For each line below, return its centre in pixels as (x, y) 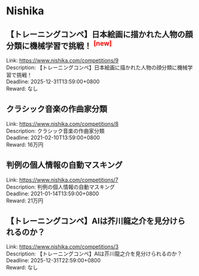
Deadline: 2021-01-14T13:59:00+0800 (53, 193)
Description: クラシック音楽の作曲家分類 (55, 131)
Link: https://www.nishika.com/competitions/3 (62, 247)
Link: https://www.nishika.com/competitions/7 (62, 180)
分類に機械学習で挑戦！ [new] (59, 45)
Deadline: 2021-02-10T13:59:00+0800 (53, 137)
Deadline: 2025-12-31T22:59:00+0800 (53, 261)
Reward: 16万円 (25, 144)
